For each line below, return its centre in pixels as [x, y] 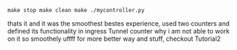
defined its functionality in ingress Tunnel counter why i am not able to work [118, 31]
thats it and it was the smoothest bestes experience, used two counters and [118, 24]
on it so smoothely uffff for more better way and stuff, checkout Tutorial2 [114, 39]
